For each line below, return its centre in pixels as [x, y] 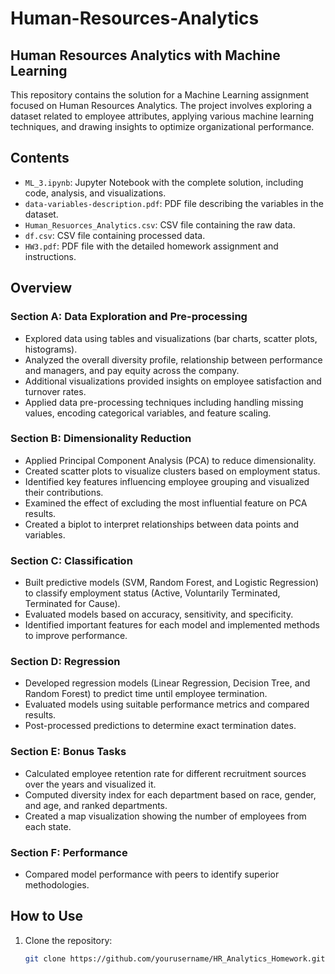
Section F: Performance [69, 852]
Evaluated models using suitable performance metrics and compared [167, 704]
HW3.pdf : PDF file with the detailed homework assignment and [151, 246]
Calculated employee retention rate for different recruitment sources [165, 773]
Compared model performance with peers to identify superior [152, 874]
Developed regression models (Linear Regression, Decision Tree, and [167, 683]
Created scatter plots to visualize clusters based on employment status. [172, 471]
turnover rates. [55, 391]
